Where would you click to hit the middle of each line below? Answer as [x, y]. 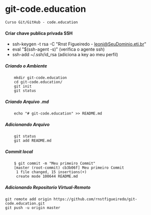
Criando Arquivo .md [27, 102]
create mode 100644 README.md [47, 177]
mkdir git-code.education [41, 78]
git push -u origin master [33, 208]
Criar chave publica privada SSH [39, 33]
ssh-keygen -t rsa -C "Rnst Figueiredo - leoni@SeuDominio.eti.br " [79, 44]
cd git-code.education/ [38, 82]
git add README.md [33, 141]
